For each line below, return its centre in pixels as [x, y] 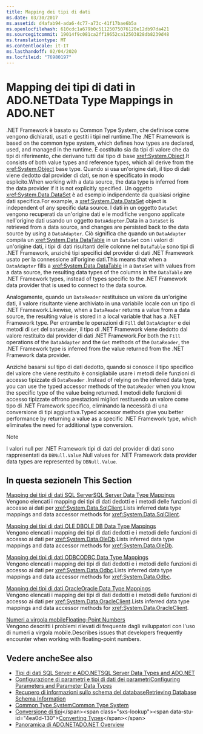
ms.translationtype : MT [36, 40]
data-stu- [182, 711]
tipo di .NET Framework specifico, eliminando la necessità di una [87, 406]
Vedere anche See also [49, 658]
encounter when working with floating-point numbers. [74, 639]
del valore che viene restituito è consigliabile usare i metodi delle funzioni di [101, 373]
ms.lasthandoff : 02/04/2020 [42, 52]
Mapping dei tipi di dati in [71, 87]
